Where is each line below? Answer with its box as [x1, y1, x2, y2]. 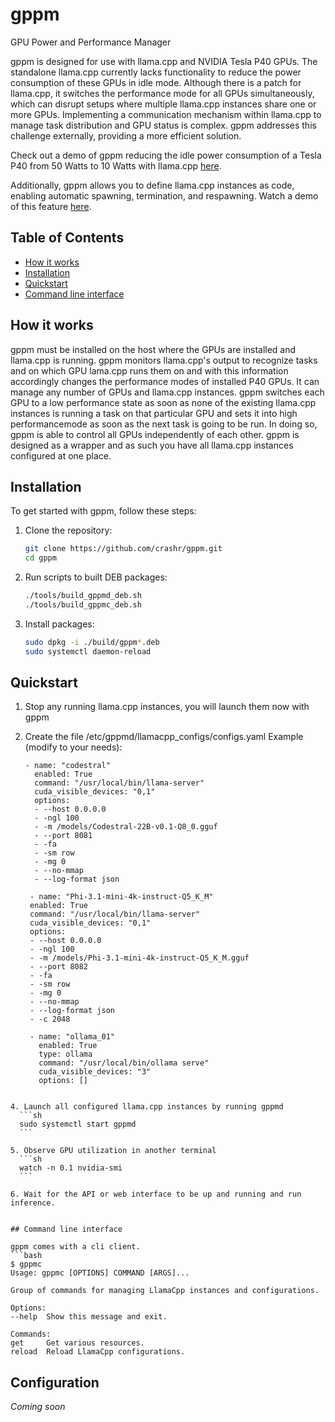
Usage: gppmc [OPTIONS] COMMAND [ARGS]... [10, 1268, 190, 1278]
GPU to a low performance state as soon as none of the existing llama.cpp [10, 396, 317, 408]
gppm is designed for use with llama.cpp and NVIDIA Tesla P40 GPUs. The [10, 55, 318, 67]
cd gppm [24, 553, 57, 563]
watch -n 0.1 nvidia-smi [19, 1163, 123, 1173]
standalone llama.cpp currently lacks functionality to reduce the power [10, 66, 302, 78]
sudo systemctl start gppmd [19, 1119, 137, 1130]
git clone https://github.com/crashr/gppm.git [24, 544, 223, 554]
